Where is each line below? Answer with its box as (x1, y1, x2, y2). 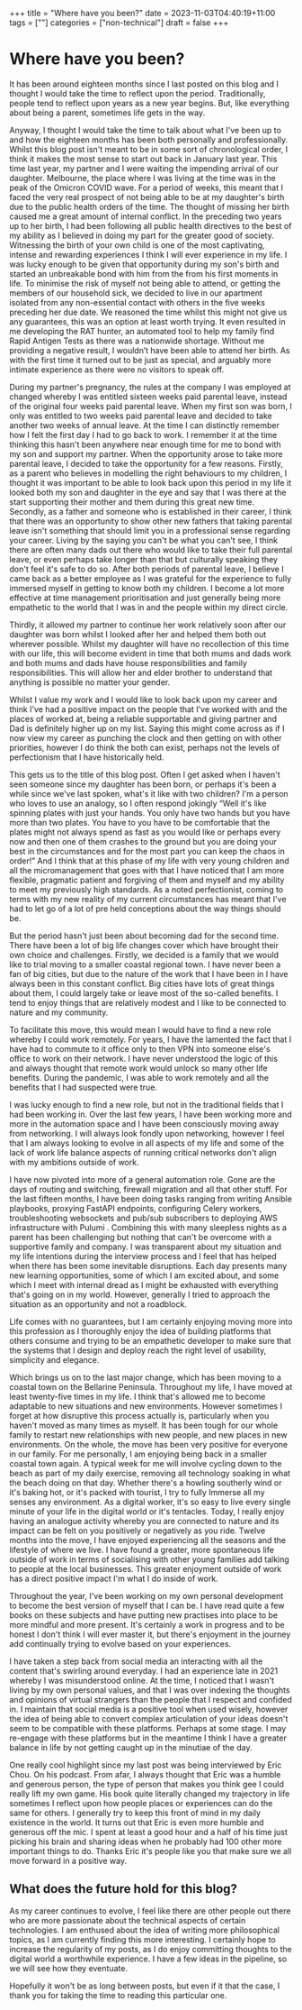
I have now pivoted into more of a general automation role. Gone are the (9, 1174, 276, 1184)
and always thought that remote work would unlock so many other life (9, 1063, 268, 1074)
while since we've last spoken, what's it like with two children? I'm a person (9, 788, 289, 799)
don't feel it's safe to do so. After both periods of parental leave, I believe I (9, 563, 285, 574)
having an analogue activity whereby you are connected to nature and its (9, 1515, 280, 1526)
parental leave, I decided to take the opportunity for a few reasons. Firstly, (9, 458, 283, 469)
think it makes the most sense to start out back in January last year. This (9, 153, 278, 164)
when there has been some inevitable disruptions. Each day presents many (9, 1260, 288, 1271)
